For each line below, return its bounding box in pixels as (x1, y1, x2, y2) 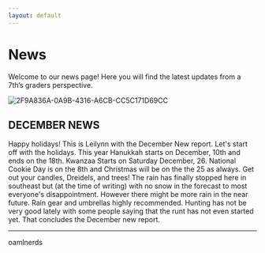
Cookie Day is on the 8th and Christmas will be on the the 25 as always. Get (8, 164, 255, 174)
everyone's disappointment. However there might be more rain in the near (8, 190, 248, 199)
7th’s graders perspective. (8, 80, 93, 89)
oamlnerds (8, 238, 43, 247)
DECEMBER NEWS (8, 118, 100, 131)
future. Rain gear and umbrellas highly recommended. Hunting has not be (8, 198, 247, 208)
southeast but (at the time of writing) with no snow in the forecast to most (8, 181, 248, 191)
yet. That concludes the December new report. (8, 215, 160, 225)
